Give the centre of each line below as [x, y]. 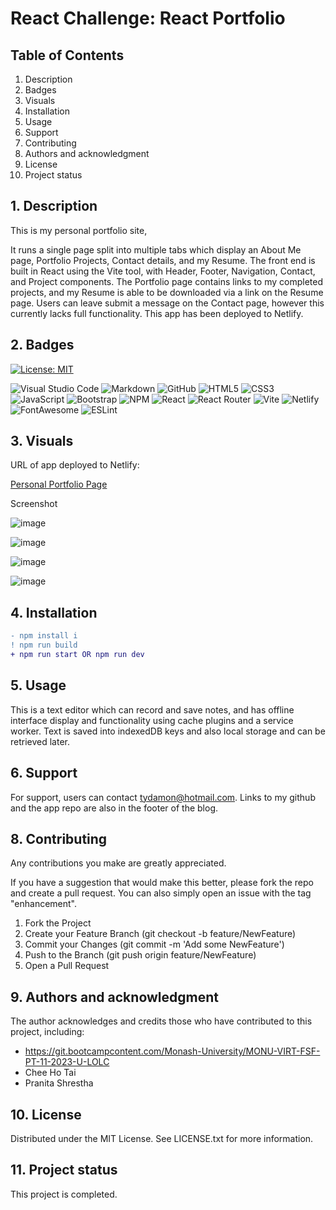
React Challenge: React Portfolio [148, 18]
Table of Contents [67, 55]
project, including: [47, 1032]
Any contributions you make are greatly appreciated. [118, 863]
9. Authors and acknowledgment [114, 997]
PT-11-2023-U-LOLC [67, 1062]
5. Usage [38, 685]
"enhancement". [44, 904]
